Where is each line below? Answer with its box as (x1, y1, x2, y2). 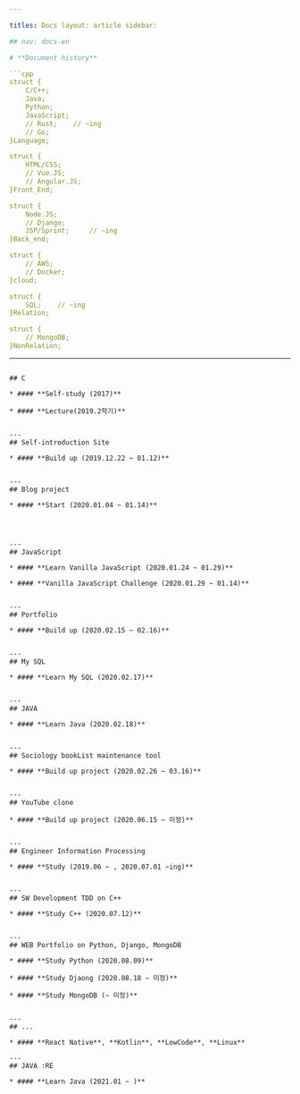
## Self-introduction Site (9, 437, 110, 447)
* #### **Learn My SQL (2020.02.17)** (9, 673, 154, 682)
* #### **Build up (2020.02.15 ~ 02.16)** (9, 625, 170, 635)
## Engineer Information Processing (9, 846, 146, 855)
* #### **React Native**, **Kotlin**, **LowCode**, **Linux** (9, 1038, 246, 1047)
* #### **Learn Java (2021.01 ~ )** (9, 1077, 146, 1086)
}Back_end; (9, 234, 50, 244)
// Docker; (25, 267, 66, 276)
